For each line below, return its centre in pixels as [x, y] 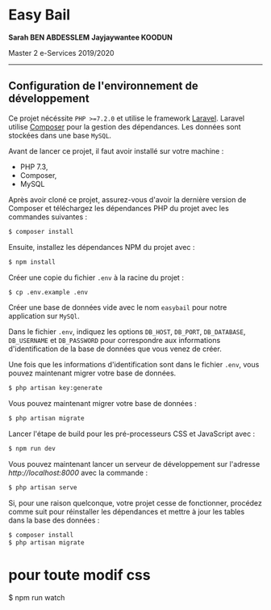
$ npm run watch [37, 597]
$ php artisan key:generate [56, 388]
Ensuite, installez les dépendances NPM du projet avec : [102, 247]
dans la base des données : [54, 520]
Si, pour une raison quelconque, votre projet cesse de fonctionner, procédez [135, 502]
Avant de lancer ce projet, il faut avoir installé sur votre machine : [116, 150]
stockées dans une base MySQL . [60, 135]
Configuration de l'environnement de [104, 86]
